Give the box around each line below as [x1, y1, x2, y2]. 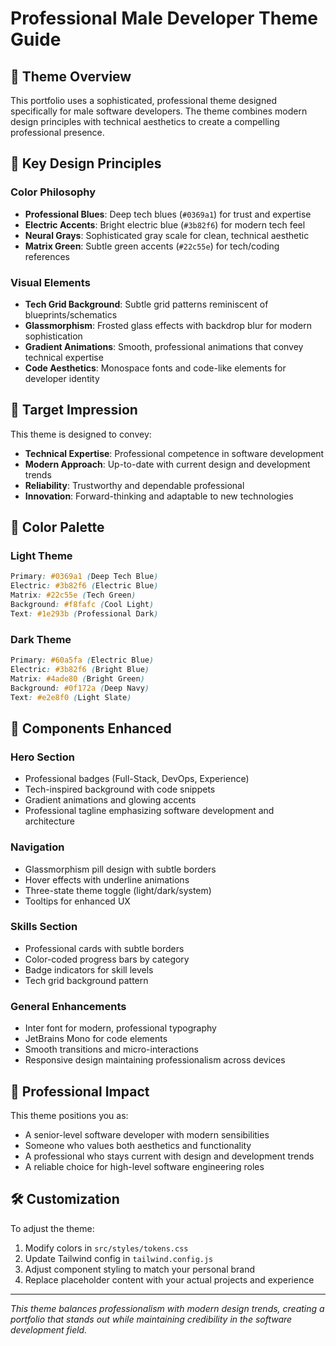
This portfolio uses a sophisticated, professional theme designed [10, 95, 277, 106]
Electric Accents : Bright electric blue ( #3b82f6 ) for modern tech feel [24, 218, 306, 231]
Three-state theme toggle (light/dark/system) [24, 884, 212, 896]
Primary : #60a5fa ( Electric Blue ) [10, 655, 155, 666]
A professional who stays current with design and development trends [24, 1150, 315, 1162]
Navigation [10, 840, 65, 854]
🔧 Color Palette [10, 519, 105, 536]
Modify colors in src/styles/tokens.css [24, 1242, 189, 1254]
